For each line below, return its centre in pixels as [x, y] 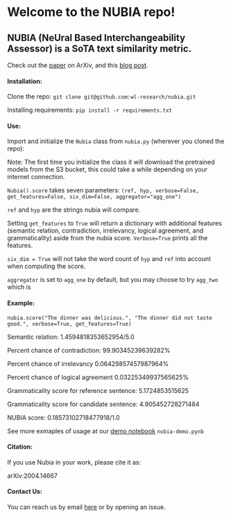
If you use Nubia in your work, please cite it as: [74, 462]
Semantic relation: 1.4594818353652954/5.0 [71, 337]
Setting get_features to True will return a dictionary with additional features [114, 224]
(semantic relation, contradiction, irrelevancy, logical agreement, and [105, 231]
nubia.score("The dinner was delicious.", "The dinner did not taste [110, 318]
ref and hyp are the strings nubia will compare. [74, 210]
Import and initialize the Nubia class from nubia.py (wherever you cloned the [116, 141]
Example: [21, 303]
